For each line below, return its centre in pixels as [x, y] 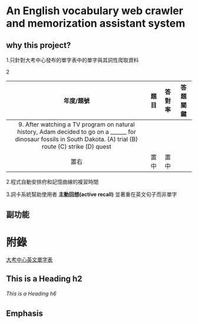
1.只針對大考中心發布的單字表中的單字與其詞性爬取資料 [72, 60]
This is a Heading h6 [32, 294]
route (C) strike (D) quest [77, 147]
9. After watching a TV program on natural [77, 124]
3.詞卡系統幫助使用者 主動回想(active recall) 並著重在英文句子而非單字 [92, 194]
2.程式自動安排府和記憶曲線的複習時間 [52, 182]
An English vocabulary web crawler [95, 11]
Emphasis [24, 313]
